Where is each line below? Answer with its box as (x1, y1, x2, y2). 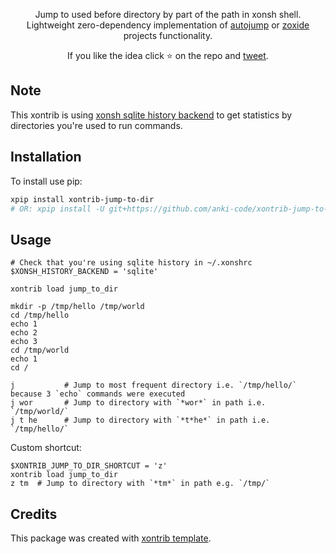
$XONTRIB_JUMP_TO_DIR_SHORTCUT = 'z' (10, 461, 168, 471)
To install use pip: (10, 175, 83, 187)
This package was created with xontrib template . (10, 532, 212, 544)
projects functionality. (123, 30, 213, 41)
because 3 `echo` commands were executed (10, 389, 186, 399)
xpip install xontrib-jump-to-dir (10, 194, 155, 204)
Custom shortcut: (10, 442, 82, 454)
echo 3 (10, 337, 38, 347)
